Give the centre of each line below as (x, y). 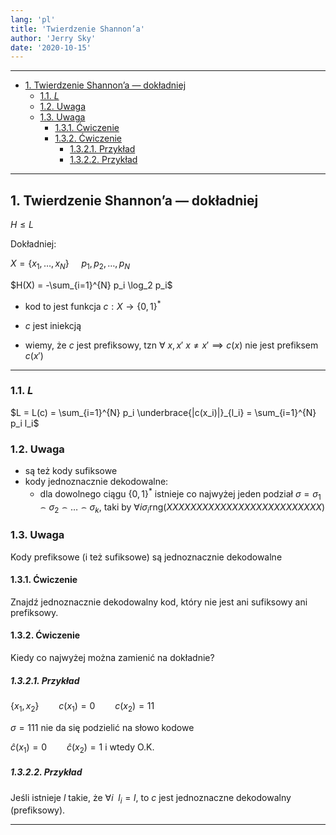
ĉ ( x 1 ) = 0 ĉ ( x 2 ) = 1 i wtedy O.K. (82, 748)
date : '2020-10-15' (51, 47)
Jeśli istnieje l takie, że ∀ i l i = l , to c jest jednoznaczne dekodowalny (151, 798)
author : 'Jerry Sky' (53, 38)
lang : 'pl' (33, 19)
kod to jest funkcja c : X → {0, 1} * (93, 305)
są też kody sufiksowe (71, 471)
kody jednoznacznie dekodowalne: (96, 482)
